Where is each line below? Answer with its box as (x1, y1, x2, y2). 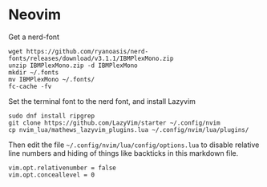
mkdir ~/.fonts (8, 68, 59, 77)
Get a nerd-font (8, 32, 60, 42)
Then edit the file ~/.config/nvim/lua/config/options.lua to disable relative (8, 140, 260, 149)
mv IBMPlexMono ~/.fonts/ (8, 75, 95, 83)
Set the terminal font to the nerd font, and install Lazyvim (8, 96, 196, 105)
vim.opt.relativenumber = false (8, 164, 116, 172)
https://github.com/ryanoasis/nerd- (26, 47, 149, 55)
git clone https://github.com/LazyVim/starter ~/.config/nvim (8, 118, 220, 127)
